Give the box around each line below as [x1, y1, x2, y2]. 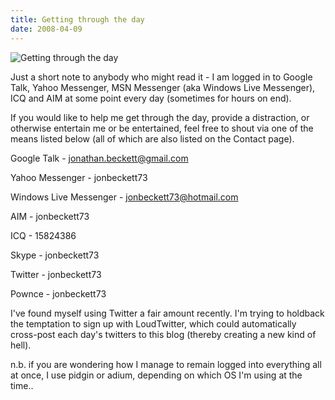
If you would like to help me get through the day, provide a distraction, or [10, 111, 310, 123]
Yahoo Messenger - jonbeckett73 [10, 171, 148, 183]
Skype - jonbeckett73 [10, 249, 100, 261]
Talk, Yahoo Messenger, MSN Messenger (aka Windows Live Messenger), [10, 81, 316, 93]
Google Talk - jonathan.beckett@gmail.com [10, 152, 189, 164]
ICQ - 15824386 [10, 229, 77, 241]
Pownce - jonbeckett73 [10, 287, 107, 300]
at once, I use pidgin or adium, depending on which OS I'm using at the [10, 369, 303, 381]
